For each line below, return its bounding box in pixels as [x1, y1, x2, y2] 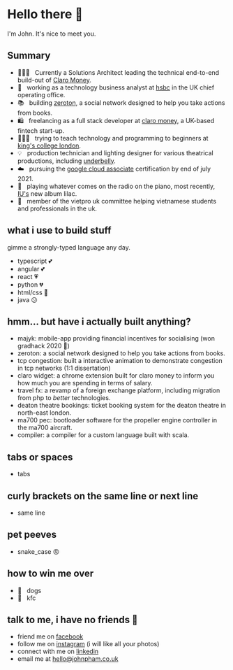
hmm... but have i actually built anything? [7, 315, 191, 327]
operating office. [17, 90, 66, 99]
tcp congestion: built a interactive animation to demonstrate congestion [17, 357, 223, 365]
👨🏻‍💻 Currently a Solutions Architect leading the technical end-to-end [17, 68, 220, 76]
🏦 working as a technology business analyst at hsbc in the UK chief [17, 83, 215, 92]
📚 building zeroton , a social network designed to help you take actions [17, 98, 225, 107]
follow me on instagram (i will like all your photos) [17, 640, 160, 648]
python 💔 [17, 280, 44, 289]
